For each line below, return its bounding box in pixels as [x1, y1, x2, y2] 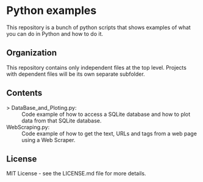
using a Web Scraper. [21, 136, 76, 143]
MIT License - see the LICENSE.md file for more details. [6, 170, 146, 177]
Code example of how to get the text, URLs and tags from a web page [21, 130, 197, 137]
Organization [6, 48, 57, 58]
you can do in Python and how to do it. [6, 30, 104, 37]
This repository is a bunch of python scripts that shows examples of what [6, 24, 191, 31]
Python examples [6, 4, 97, 18]
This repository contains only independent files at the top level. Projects [6, 64, 187, 71]
